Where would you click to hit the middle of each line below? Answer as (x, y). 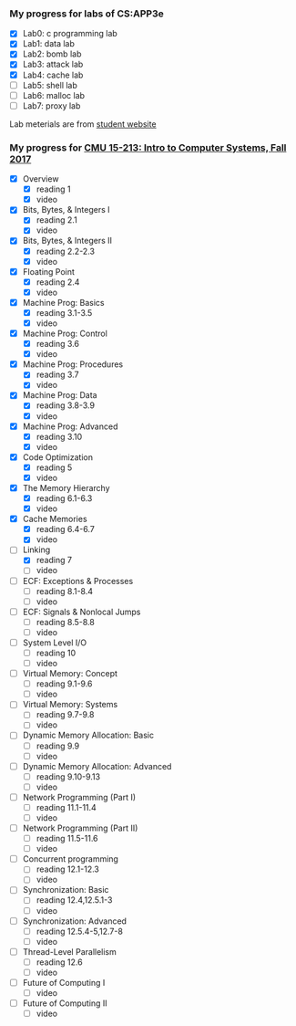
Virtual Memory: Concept (70, 674)
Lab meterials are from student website (83, 124)
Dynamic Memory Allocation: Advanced (97, 766)
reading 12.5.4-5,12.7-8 (79, 931)
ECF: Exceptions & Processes (78, 581)
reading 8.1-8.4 (65, 591)
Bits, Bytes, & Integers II (67, 241)
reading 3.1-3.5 (64, 312)
